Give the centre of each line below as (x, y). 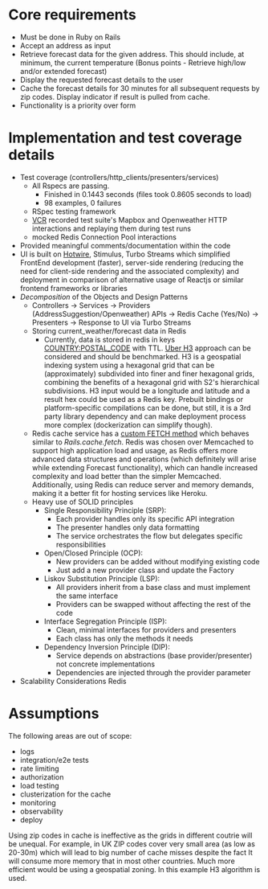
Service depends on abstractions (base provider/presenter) (154, 655)
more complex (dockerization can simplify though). (128, 424)
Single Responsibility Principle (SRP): (105, 510)
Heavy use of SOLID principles (83, 502)
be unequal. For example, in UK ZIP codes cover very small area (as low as (132, 844)
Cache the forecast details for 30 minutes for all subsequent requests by (140, 88)
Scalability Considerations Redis (73, 681)
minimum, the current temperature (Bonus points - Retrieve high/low (133, 63)
